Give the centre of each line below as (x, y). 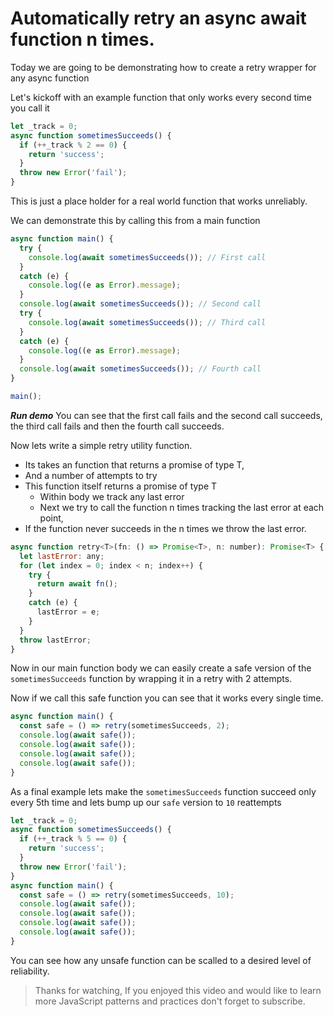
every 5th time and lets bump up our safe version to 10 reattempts (146, 802)
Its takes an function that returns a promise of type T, (134, 464)
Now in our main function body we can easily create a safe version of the (161, 668)
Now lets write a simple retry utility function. (101, 445)
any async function (50, 78)
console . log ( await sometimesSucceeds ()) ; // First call (147, 257)
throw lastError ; (55, 640)
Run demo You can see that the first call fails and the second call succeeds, (166, 415)
